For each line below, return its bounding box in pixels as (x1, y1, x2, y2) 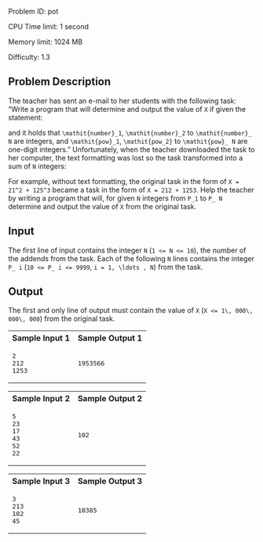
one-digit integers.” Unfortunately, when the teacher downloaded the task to (8, 145, 255, 154)
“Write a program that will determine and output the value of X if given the (8, 104, 246, 113)
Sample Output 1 (77, 333, 143, 344)
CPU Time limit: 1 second (8, 22, 89, 31)
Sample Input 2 (12, 393, 71, 404)
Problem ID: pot (8, 7, 59, 16)
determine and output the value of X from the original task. (8, 201, 197, 211)
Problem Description (8, 75, 111, 89)
